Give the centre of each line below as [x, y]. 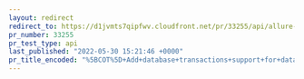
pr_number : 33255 [41, 35]
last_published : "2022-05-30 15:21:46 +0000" [96, 52]
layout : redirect [41, 18]
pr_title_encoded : [43, 60]
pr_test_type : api [43, 43]
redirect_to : [33, 26]
